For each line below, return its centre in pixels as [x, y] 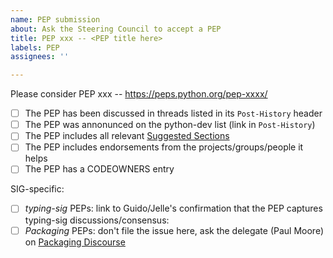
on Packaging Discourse [75, 242]
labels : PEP [35, 47]
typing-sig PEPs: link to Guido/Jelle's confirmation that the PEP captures [173, 208]
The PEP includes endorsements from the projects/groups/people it [164, 147]
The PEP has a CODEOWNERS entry [99, 169]
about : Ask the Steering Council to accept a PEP [116, 29]
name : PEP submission [55, 19]
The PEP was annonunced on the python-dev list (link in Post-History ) [170, 125]
